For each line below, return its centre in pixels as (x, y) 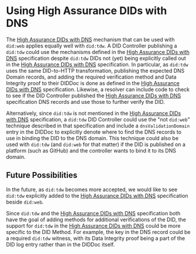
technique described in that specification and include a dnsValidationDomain (98, 126)
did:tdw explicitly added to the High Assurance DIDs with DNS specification (97, 195)
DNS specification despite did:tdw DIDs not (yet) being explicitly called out (96, 58)
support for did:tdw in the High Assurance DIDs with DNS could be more (93, 226)
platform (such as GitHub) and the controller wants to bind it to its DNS (91, 150)
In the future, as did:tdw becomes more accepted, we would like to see (92, 189)
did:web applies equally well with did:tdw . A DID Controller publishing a (92, 46)
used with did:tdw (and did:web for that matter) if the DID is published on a (96, 144)
